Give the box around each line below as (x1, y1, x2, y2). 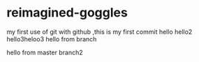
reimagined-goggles (6, 5, 128, 21)
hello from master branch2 (6, 48, 83, 56)
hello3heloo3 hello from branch (6, 34, 97, 43)
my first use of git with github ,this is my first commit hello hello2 (6, 28, 193, 36)
